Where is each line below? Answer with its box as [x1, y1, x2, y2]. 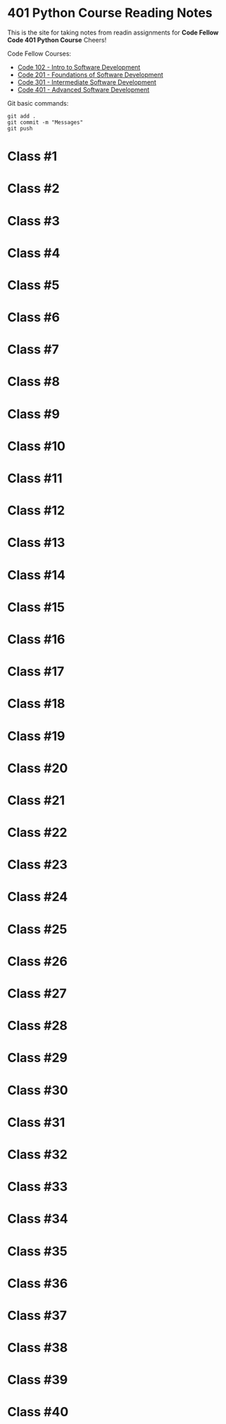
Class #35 [7, 1243, 68, 1259]
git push [7, 125, 33, 132]
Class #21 [7, 792, 65, 808]
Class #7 [7, 341, 60, 358]
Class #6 [7, 310, 60, 325]
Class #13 [7, 535, 65, 550]
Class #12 [7, 503, 65, 519]
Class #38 [7, 1340, 68, 1356]
